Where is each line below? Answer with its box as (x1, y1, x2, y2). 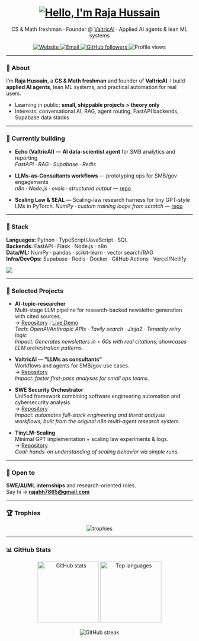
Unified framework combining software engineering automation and (14, 392, 181, 400)
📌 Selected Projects (6, 287, 64, 295)
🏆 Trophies (6, 509, 41, 518)
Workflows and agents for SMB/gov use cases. (14, 362, 130, 369)
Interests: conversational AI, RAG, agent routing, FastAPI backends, (14, 107, 179, 115)
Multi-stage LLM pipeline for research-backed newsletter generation (14, 306, 182, 314)
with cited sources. (14, 313, 62, 320)
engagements (14, 178, 49, 185)
